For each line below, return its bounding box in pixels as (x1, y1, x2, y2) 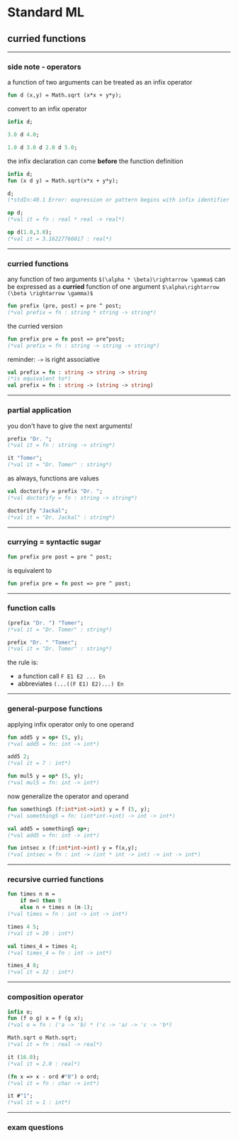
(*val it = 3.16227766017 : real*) (7, 235, 113, 242)
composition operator (7, 992, 84, 1002)
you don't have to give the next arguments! (7, 422, 133, 430)
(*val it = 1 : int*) (7, 1099, 72, 1106)
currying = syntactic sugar (7, 537, 101, 547)
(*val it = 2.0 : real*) (7, 1060, 81, 1067)
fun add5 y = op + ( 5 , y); (7, 734, 84, 741)
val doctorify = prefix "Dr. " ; (7, 488, 103, 495)
